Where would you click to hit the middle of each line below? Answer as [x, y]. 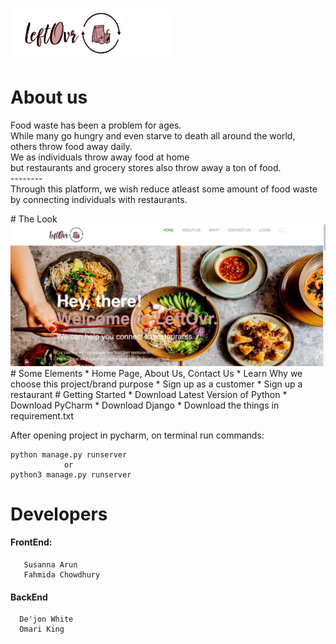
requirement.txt [42, 415]
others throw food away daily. [71, 147]
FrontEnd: [31, 542]
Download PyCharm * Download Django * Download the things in [145, 405]
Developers [59, 514]
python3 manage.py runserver [71, 474]
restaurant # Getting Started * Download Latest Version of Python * [149, 394]
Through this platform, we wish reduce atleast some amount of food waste [164, 189]
